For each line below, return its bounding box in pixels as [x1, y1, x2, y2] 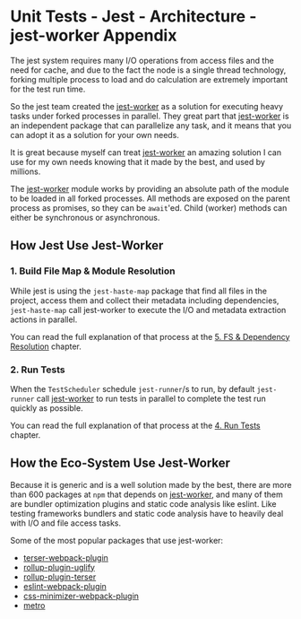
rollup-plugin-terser [22, 571, 97, 582]
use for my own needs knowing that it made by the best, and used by [10, 156, 265, 167]
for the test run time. [10, 83, 86, 94]
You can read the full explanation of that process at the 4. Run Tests [10, 420, 261, 431]
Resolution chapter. [10, 341, 82, 352]
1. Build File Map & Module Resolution [10, 265, 176, 277]
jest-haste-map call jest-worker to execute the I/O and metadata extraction [10, 304, 287, 315]
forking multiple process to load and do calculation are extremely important [10, 74, 288, 84]
